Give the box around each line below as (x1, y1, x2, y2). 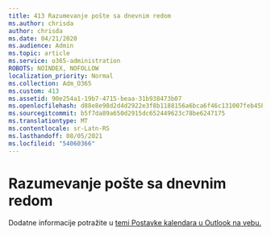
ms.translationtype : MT (8, 117, 89, 125)
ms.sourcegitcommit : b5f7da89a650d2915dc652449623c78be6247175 (8, 110, 226, 118)
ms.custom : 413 (8, 86, 60, 95)
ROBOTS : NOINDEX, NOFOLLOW (8, 65, 99, 73)
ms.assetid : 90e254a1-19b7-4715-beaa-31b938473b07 (8, 94, 182, 103)
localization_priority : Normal (8, 72, 114, 80)
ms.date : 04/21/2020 (8, 34, 78, 43)
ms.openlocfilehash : (8, 102, 78, 110)
